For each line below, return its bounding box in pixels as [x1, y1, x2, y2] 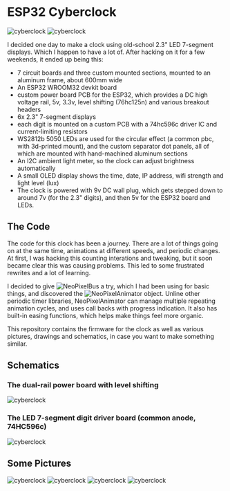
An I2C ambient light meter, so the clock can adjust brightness [17, 156, 195, 165]
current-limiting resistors [17, 127, 88, 136]
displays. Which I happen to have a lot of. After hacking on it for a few [7, 48, 205, 56]
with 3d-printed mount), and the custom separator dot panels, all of [17, 142, 209, 150]
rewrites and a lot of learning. [7, 268, 91, 277]
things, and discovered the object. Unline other [7, 289, 200, 297]
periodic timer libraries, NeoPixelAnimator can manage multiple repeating [7, 297, 216, 305]
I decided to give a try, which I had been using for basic [7, 281, 210, 290]
